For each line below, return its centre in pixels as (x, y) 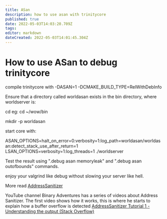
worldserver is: (20, 102)
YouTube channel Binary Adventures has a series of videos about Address (81, 195)
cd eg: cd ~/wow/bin (27, 111)
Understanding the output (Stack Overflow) (50, 211)
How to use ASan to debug (61, 62)
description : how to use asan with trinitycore (56, 14)
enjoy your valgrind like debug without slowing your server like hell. (74, 176)
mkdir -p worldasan (25, 121)
